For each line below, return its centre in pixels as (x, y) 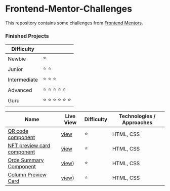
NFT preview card (29, 146)
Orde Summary (26, 160)
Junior (15, 69)
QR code (18, 131)
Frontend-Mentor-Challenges (69, 9)
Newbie (17, 59)
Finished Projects (27, 36)
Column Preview (27, 175)
